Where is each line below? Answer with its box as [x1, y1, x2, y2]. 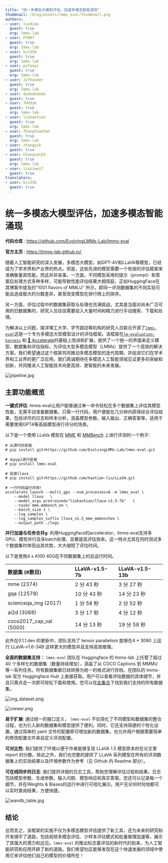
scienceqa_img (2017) [7, 599, 61, 606]
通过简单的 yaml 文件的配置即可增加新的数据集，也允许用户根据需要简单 [13, 728, 162, 734]
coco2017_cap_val [7, 618, 52, 625]
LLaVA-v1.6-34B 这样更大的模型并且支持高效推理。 [10, 644, 116, 650]
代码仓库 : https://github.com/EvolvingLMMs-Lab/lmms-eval [5, 238, 129, 244]
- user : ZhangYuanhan [5, 129, 50, 134]
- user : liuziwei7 [5, 166, 43, 171]
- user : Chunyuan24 [5, 152, 46, 157]
